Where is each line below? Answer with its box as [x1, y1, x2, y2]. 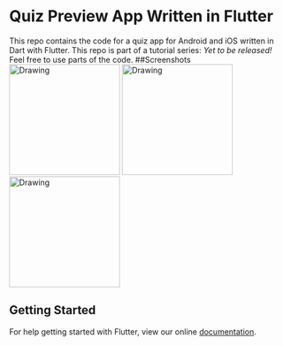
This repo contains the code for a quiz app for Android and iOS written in [9, 35, 274, 46]
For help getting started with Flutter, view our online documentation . [9, 326, 256, 337]
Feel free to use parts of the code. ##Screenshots [9, 54, 192, 65]
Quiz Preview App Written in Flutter [9, 6, 274, 27]
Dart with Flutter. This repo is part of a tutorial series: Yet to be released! [9, 44, 272, 55]
